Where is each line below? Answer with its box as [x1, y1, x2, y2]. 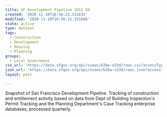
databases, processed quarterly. [5, 106, 72, 112]
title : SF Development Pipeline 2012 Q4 [5, 7, 90, 12]
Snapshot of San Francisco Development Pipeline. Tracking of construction [5, 90, 159, 96]
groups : [5, 53, 21, 59]
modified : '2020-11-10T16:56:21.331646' [5, 16, 90, 21]
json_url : [5, 68, 26, 73]
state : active [5, 21, 35, 26]
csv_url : [5, 63, 23, 68]
